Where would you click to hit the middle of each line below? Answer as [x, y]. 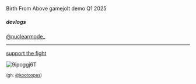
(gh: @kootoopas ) [24, 75]
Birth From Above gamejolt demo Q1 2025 [56, 8]
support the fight [26, 53]
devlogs [16, 22]
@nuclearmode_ [26, 36]
